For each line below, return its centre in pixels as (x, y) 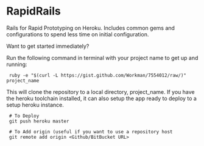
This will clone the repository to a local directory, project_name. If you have (100, 91)
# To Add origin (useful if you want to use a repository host (91, 131)
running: (17, 64)
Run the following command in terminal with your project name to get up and (102, 58)
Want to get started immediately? (48, 46)
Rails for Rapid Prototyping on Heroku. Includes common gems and (91, 28)
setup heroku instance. (35, 105)
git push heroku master (39, 121)
